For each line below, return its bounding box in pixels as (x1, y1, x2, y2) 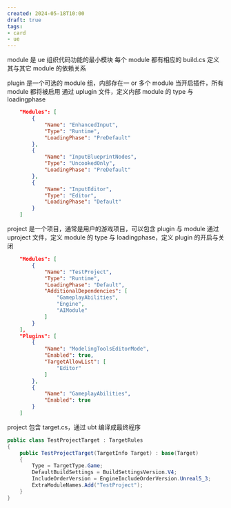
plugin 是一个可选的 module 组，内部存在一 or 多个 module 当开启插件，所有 (7, 79, 224, 87)
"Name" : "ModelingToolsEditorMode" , (43, 346, 150, 353)
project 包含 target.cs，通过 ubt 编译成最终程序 (7, 422, 141, 431)
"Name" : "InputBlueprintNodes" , (43, 153, 137, 161)
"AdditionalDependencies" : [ (43, 288, 128, 295)
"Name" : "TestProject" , (43, 268, 112, 275)
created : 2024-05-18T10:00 (7, 10, 85, 17)
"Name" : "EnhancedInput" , (43, 121, 119, 128)
